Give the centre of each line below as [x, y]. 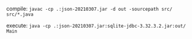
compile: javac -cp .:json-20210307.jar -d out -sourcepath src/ [89, 9]
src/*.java [20, 14]
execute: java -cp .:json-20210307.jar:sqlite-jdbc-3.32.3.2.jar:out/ [96, 25]
